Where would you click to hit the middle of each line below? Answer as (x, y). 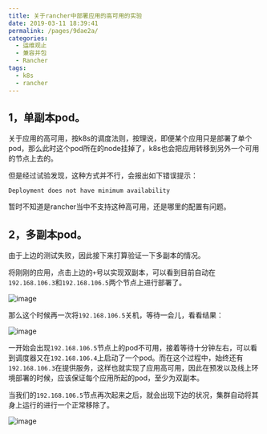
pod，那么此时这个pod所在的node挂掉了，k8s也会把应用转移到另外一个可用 (134, 149)
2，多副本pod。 (48, 234)
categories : (28, 38)
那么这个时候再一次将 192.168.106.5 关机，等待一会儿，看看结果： (116, 315)
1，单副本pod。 (47, 117)
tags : (17, 68)
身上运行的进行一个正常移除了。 (61, 405)
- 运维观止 (31, 46)
